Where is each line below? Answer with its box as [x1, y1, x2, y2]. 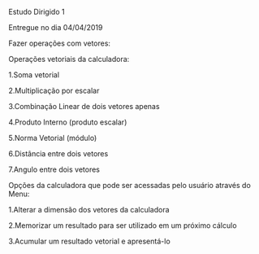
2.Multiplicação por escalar [8, 85, 100, 95]
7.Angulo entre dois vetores [8, 164, 100, 174]
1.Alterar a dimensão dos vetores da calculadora [8, 205, 170, 214]
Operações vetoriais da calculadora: [8, 55, 130, 63]
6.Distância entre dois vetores [8, 149, 109, 158]
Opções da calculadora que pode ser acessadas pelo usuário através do [8, 181, 252, 190]
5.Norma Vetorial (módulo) [8, 134, 97, 142]
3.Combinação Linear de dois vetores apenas [8, 102, 160, 111]
